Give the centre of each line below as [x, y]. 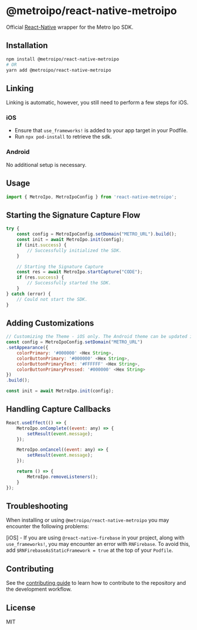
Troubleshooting [37, 506]
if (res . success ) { [40, 277]
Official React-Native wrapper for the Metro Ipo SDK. [70, 27]
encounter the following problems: [47, 527]
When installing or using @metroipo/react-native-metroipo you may [88, 520]
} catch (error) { [28, 294]
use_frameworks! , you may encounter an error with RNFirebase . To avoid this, [98, 544]
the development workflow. [39, 589]
